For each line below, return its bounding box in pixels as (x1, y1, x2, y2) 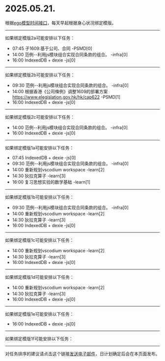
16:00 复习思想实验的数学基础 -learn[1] (12, 179, 91, 185)
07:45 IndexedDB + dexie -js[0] (12, 155, 76, 161)
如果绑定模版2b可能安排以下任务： (5, 72, 75, 78)
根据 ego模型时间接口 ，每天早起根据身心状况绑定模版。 (5, 20, 116, 26)
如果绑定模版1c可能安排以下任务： (5, 237, 74, 243)
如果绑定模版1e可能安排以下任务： (5, 311, 74, 317)
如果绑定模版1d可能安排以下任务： (5, 274, 75, 280)
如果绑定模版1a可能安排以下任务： (5, 145, 74, 151)
